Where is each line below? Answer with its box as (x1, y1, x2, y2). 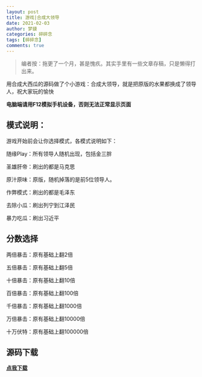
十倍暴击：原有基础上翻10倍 (6, 276, 75, 284)
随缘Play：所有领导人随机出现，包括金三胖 (6, 150, 112, 157)
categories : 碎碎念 (6, 31, 52, 37)
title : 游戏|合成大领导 (6, 14, 60, 21)
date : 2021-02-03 (6, 20, 50, 26)
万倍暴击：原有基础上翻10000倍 (6, 315, 86, 322)
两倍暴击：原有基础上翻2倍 (6, 251, 74, 258)
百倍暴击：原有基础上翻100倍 (6, 289, 79, 297)
